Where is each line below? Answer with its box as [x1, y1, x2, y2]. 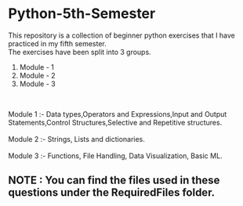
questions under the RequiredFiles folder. [8, 186, 216, 200]
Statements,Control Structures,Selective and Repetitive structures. [8, 117, 223, 127]
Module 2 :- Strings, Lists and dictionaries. [8, 134, 145, 143]
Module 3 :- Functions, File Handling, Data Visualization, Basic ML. [8, 150, 223, 161]
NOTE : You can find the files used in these [8, 174, 220, 187]
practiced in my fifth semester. [8, 38, 107, 48]
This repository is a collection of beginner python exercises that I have [8, 31, 235, 40]
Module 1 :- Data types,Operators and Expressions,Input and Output [8, 109, 227, 118]
